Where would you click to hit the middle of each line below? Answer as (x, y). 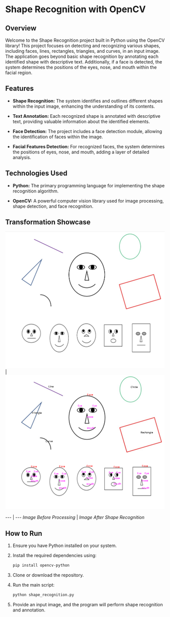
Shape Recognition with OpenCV (75, 9)
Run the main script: (33, 585)
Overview (21, 28)
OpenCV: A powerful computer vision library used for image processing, (88, 201)
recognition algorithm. (36, 191)
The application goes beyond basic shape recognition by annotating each (82, 56)
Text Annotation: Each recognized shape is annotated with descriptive (87, 116)
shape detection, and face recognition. (53, 206)
